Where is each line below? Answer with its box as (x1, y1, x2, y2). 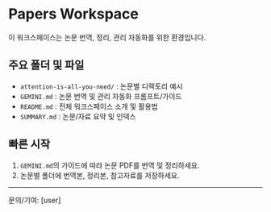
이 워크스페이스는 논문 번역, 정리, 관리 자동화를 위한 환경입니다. (8, 32, 206, 42)
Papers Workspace (8, 5, 140, 23)
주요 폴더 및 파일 (8, 58, 85, 73)
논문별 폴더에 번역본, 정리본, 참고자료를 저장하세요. (19, 170, 180, 180)
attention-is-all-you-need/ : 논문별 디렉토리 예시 (19, 81, 183, 91)
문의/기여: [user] (8, 195, 61, 205)
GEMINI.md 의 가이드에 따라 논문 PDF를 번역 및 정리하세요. (19, 160, 200, 170)
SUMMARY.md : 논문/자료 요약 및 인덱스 (19, 111, 136, 121)
